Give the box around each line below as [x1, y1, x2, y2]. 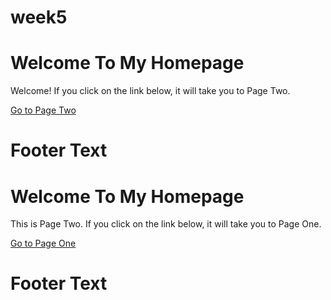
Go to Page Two [10, 104, 77, 116]
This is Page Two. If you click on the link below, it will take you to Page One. [10, 218, 322, 230]
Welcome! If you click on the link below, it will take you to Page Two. [10, 85, 291, 97]
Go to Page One [10, 237, 77, 250]
